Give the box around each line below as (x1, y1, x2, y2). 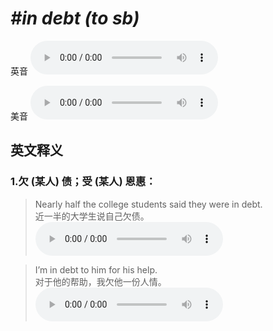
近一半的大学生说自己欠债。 (34, 210, 150, 222)
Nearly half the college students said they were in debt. (34, 198, 263, 210)
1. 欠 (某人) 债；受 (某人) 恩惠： (10, 175, 157, 189)
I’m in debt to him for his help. (34, 263, 158, 276)
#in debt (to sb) (10, 7, 140, 30)
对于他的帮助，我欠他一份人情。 (34, 275, 167, 287)
